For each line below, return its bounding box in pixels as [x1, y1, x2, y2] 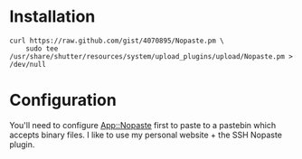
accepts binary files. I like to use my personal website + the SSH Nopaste [9, 129, 283, 140]
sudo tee [25, 43, 59, 53]
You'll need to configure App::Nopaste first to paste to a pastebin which [9, 119, 277, 130]
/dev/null [9, 60, 47, 69]
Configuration [9, 90, 118, 110]
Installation [9, 6, 96, 27]
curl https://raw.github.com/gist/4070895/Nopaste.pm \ [9, 36, 224, 45]
